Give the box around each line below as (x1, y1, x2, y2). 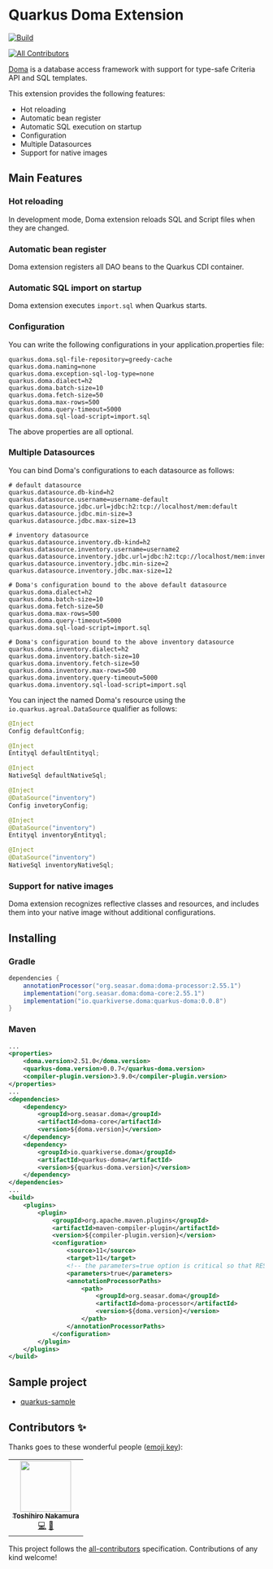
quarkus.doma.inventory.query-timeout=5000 (8, 674, 158, 682)
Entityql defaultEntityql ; (8, 749, 100, 758)
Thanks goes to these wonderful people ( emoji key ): (8, 1442, 184, 1452)
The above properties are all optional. (8, 426, 134, 437)
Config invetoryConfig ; (8, 801, 89, 810)
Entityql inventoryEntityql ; (8, 831, 107, 840)
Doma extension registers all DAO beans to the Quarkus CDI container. (8, 261, 245, 271)
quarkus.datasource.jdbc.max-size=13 (8, 516, 136, 525)
